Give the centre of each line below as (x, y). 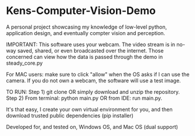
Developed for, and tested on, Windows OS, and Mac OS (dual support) (92, 127)
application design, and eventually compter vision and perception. (86, 33)
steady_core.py (24, 63)
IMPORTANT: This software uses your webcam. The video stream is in (91, 44)
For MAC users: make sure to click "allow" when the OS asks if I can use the (98, 74)
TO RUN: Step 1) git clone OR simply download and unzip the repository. (93, 92)
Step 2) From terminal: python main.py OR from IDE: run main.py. (84, 98)
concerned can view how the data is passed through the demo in (84, 57)
